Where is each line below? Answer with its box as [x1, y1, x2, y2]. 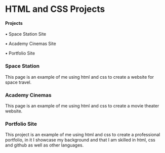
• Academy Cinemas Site [5, 41, 56, 47]
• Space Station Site [5, 31, 46, 37]
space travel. [5, 79, 32, 85]
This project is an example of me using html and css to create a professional [5, 132, 161, 138]
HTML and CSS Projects [5, 3, 105, 15]
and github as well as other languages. [5, 142, 84, 148]
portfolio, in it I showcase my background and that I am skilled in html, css [5, 137, 156, 143]
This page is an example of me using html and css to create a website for [5, 74, 154, 80]
